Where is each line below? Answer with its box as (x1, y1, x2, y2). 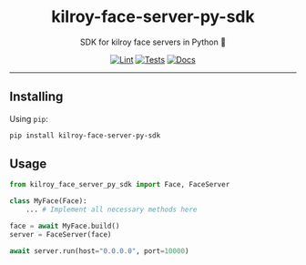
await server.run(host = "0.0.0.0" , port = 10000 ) (9, 246, 189, 256)
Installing (9, 89, 64, 105)
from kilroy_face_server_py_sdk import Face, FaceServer (9, 180, 230, 189)
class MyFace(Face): (9, 197, 88, 206)
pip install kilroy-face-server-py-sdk (9, 130, 161, 140)
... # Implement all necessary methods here (25, 205, 198, 215)
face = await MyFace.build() (9, 221, 120, 231)
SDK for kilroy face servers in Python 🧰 (80, 36, 226, 47)
